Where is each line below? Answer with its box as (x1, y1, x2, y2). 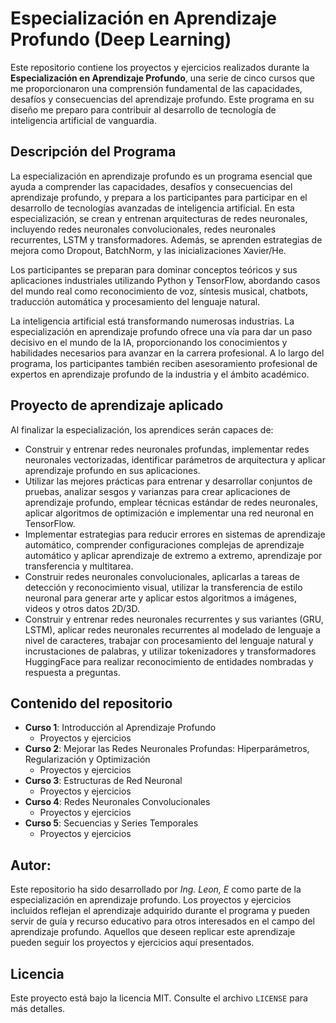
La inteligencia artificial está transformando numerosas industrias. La (10, 315, 295, 327)
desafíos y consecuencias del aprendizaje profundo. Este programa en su (10, 93, 315, 105)
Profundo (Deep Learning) (10, 28, 232, 51)
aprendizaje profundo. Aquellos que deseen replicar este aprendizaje (10, 926, 296, 938)
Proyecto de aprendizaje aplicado (10, 397, 224, 414)
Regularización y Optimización (24, 753, 151, 766)
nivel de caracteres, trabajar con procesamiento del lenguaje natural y (24, 634, 314, 646)
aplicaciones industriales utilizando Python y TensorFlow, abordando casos (10, 274, 321, 286)
